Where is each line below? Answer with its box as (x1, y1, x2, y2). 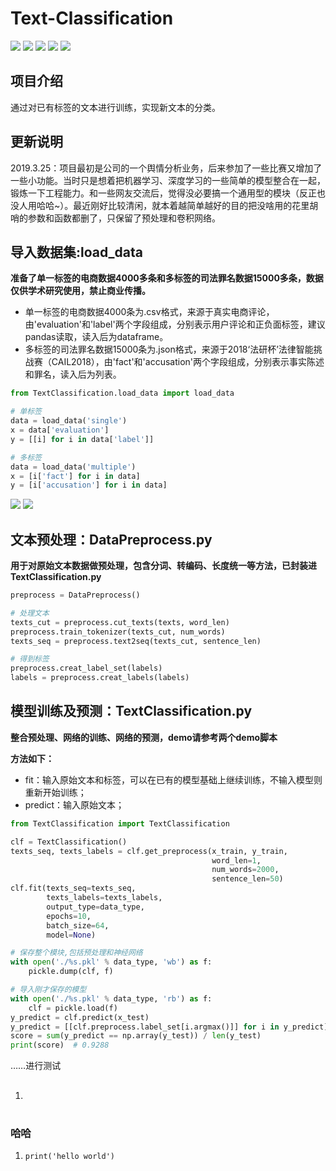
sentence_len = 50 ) (211, 874, 284, 884)
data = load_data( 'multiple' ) (10, 462, 137, 472)
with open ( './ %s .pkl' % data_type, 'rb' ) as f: (10, 993, 213, 1004)
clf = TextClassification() (10, 837, 128, 847)
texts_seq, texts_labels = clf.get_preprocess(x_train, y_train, (10, 846, 288, 856)
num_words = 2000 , (211, 865, 280, 875)
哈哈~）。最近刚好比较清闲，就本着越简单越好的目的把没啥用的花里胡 (36, 199, 319, 211)
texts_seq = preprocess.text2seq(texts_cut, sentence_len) (10, 636, 262, 646)
